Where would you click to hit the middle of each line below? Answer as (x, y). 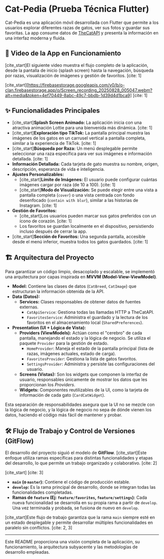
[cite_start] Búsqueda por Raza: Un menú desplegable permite (75, 148)
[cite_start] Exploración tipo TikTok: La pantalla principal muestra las (81, 133)
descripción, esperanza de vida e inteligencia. (58, 169)
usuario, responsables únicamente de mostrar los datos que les (83, 379)
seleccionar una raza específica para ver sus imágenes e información (82, 153)
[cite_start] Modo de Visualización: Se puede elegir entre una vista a (88, 190)
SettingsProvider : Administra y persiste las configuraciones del (91, 364)
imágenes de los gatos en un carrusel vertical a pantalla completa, (79, 138)
